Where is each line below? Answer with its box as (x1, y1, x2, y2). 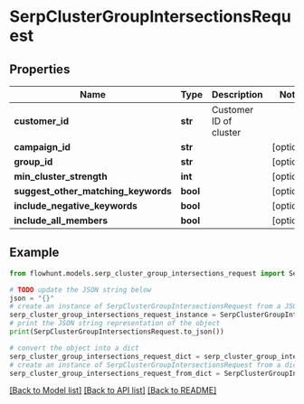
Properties (9, 61, 71, 77)
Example (9, 245, 60, 260)
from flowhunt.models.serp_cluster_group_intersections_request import (9, 268, 285, 277)
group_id (14, 155, 53, 168)
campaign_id (14, 141, 71, 153)
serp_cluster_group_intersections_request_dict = (9, 352, 201, 361)
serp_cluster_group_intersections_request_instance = (9, 310, 217, 320)
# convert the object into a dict (9, 343, 140, 352)
